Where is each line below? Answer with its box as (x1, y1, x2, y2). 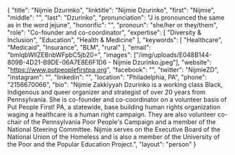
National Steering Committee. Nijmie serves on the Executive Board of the (7, 126, 221, 133)
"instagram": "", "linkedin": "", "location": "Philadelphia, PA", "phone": (7, 73, 207, 81)
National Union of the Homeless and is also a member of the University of (7, 133, 220, 141)
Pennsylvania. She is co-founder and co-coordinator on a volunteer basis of (7, 95, 227, 104)
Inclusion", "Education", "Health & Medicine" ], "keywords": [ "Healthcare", (7, 36, 223, 44)
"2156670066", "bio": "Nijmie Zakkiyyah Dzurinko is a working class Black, (7, 81, 223, 88)
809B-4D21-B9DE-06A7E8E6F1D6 (7, 58, 107, 66)
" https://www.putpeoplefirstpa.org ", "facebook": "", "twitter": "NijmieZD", (7, 66, 219, 74)
